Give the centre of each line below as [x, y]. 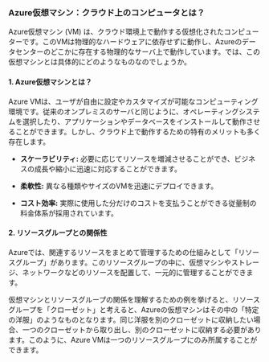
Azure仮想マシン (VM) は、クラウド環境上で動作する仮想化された [116, 32]
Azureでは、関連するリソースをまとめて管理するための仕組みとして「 [123, 252]
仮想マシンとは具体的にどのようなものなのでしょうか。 [100, 62]
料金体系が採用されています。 [69, 213]
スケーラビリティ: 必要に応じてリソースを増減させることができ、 [127, 158]
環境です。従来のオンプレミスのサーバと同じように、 [96, 111]
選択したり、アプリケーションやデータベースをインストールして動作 [134, 121]
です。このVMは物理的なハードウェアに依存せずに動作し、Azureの [132, 42]
